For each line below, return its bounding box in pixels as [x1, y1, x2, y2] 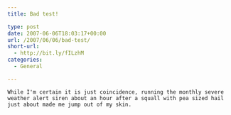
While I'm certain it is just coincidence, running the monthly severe [7, 88, 224, 96]
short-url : [7, 43, 40, 50]
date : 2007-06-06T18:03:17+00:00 [7, 30, 107, 37]
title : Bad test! [7, 10, 59, 18]
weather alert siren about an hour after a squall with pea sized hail [7, 94, 224, 102]
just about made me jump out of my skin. [7, 101, 132, 108]
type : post [7, 23, 40, 31]
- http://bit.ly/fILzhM [14, 50, 84, 57]
